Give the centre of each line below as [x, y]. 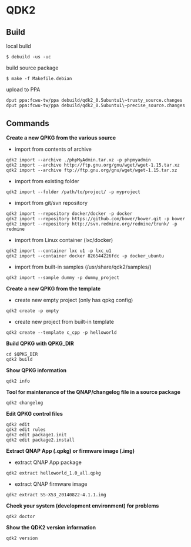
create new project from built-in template [64, 321]
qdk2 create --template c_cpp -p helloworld [61, 332]
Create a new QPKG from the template [53, 289]
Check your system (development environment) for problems [83, 505]
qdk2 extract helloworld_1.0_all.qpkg [53, 473]
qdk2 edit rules [26, 430]
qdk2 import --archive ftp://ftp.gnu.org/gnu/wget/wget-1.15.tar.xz [92, 170]
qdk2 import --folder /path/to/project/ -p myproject [73, 192]
